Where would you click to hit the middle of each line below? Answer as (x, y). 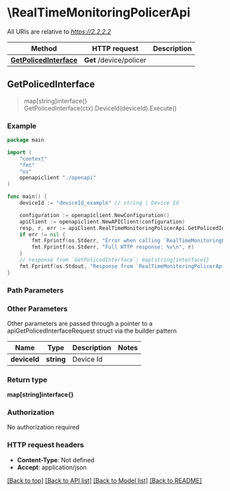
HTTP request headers (46, 445)
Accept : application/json (52, 467)
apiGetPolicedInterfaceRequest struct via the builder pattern (92, 331)
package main (26, 140)
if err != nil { (43, 234)
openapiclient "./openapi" (58, 178)
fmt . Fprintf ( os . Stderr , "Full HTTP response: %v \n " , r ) (113, 247)
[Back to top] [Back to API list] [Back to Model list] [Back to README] (104, 480)
